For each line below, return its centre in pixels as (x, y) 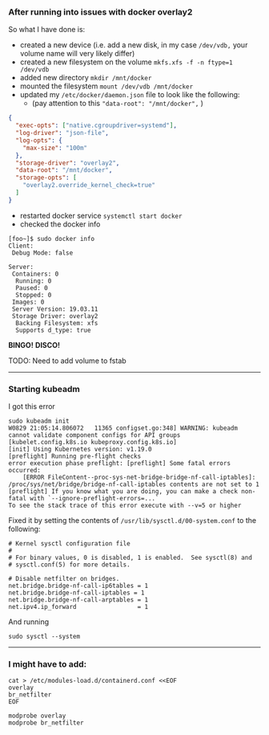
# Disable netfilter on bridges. (64, 579)
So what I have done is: (47, 30)
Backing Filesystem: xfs (57, 323)
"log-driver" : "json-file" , (62, 133)
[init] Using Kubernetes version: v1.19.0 (80, 449)
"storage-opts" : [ (46, 178)
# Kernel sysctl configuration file (69, 544)
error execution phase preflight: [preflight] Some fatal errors (119, 463)
